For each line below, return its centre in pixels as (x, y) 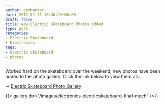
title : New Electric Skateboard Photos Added (54, 24)
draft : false (19, 19)
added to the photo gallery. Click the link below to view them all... (73, 77)
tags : (11, 47)
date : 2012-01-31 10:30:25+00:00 (41, 15)
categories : (18, 33)
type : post (17, 29)
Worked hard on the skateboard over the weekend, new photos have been (83, 71)
